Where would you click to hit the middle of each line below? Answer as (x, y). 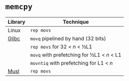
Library (17, 22)
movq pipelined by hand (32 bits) (68, 38)
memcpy (19, 7)
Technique (76, 22)
